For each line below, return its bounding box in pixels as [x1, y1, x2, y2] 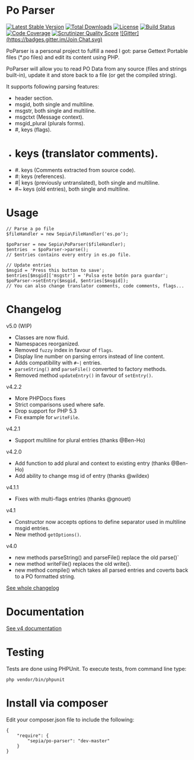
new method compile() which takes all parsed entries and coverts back [14, 566, 189, 574]
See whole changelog [6, 584, 59, 591]
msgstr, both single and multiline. [14, 107, 96, 114]
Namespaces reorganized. [14, 340, 80, 347]
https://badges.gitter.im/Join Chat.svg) [8, 36, 103, 43]
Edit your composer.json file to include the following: [6, 716, 135, 723]
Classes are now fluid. [14, 334, 69, 341]
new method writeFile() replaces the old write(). [14, 560, 132, 567]
